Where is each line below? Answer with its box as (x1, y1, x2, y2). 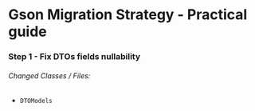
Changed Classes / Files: (8, 70, 91, 81)
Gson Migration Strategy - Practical (8, 6, 248, 24)
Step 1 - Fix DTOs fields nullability (8, 51, 141, 62)
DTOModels (19, 97, 53, 105)
